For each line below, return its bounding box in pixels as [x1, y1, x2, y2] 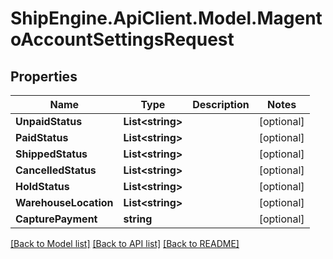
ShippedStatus [15, 147, 88, 161]
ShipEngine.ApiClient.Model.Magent [10, 7, 323, 30]
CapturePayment [15, 212, 98, 226]
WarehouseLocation [15, 196, 114, 209]
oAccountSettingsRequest [10, 28, 235, 51]
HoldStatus [15, 180, 70, 193]
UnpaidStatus [15, 115, 83, 128]
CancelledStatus [15, 163, 97, 177]
